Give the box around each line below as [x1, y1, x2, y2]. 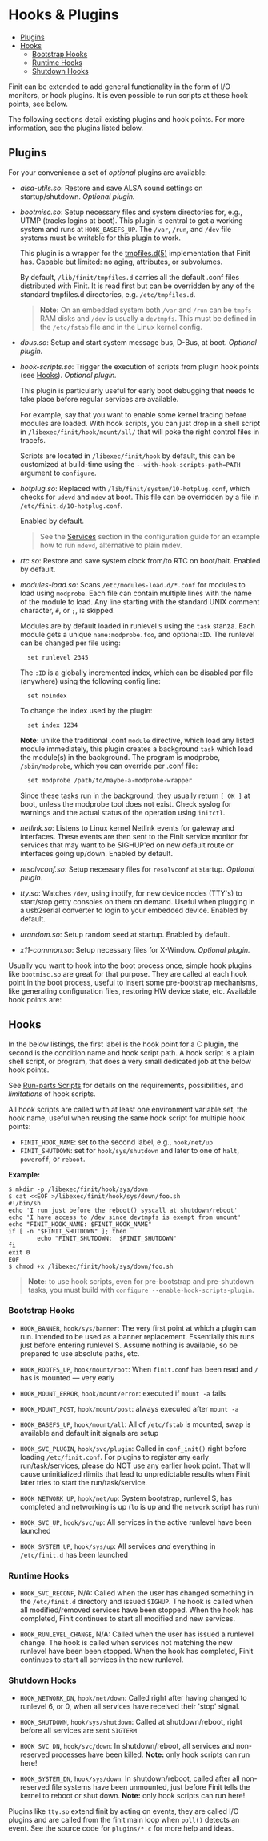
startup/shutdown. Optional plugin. [19, 191, 135, 201]
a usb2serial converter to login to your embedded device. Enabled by [19, 905, 248, 915]
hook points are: [8, 994, 62, 1004]
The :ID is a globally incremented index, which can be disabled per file [19, 668, 254, 677]
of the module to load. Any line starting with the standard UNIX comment [19, 596, 260, 607]
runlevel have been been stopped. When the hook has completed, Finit [19, 1647, 254, 1656]
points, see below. [8, 99, 68, 108]
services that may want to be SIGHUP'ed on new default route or [19, 840, 234, 850]
